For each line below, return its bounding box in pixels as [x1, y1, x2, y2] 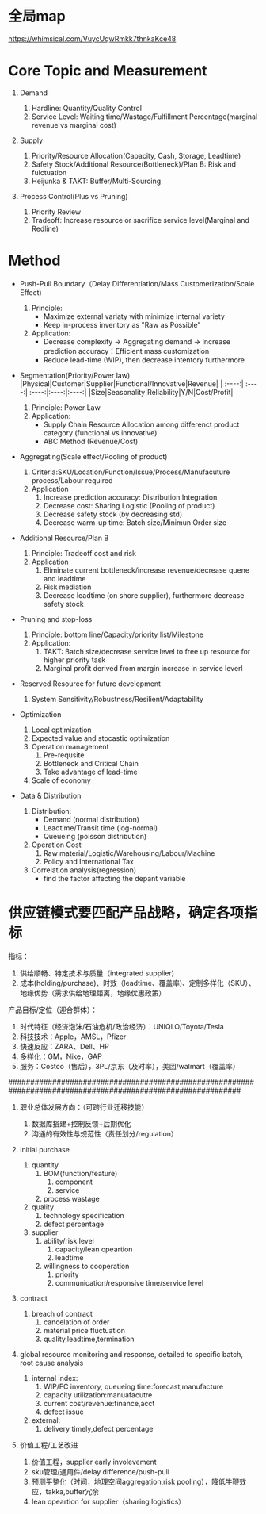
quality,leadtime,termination [43, 1334, 135, 1343]
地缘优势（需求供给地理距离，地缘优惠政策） [19, 988, 166, 998]
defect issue [43, 1407, 85, 1416]
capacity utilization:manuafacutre [43, 1389, 153, 1400]
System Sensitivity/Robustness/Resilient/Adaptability [31, 694, 204, 703]
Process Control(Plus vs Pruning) [19, 191, 128, 201]
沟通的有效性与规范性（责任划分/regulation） [31, 1129, 178, 1138]
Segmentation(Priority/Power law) [19, 370, 131, 380]
